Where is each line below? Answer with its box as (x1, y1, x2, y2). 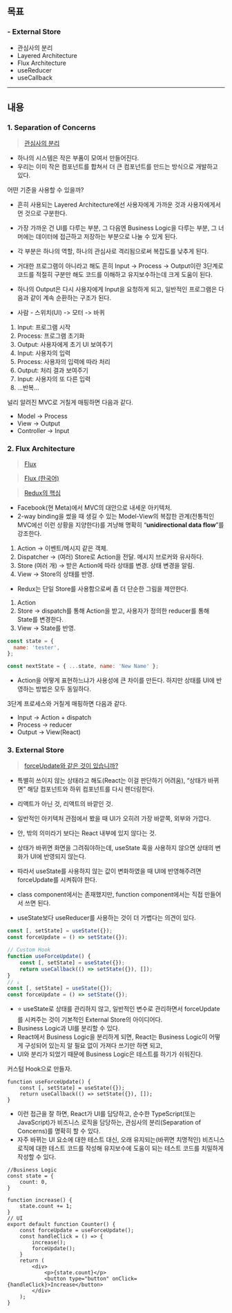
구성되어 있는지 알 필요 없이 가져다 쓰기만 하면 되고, (24, 1042, 163, 1050)
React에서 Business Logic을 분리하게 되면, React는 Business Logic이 (17, 1033, 208, 1041)
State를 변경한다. (17, 615, 64, 623)
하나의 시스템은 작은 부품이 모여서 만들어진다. (17, 154, 139, 162)
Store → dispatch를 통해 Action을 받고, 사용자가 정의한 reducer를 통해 (17, 606, 210, 615)
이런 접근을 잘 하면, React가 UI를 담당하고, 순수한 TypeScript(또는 (17, 1110, 196, 1118)
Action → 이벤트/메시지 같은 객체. (17, 544, 108, 552)
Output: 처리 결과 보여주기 (17, 366, 88, 374)
